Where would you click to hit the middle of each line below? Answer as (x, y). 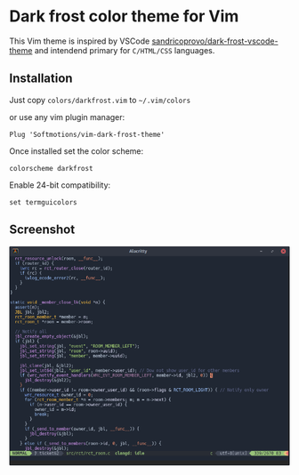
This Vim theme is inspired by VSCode (80, 41)
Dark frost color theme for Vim (124, 16)
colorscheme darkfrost (51, 168)
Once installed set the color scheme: (77, 151)
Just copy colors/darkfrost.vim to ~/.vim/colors (100, 100)
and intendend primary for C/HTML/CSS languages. (125, 50)
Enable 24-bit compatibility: (60, 185)
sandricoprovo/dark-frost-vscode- (215, 41)
